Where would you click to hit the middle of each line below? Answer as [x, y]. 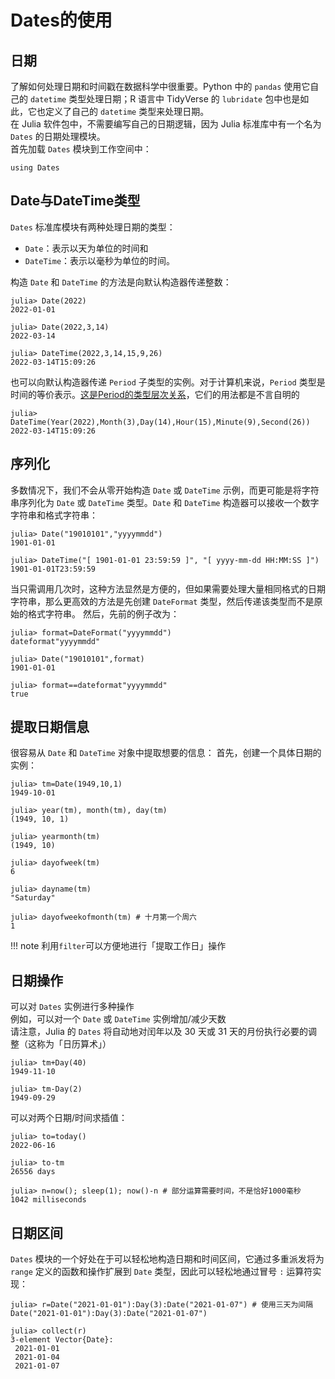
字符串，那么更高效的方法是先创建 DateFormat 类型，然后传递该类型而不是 [162, 601]
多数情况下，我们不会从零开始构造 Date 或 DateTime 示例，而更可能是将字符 [165, 490]
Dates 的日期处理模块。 [58, 136]
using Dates [35, 168]
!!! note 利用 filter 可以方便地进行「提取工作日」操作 [118, 946]
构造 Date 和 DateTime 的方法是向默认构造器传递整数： [121, 282]
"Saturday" [33, 898]
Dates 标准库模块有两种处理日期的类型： [93, 227]
